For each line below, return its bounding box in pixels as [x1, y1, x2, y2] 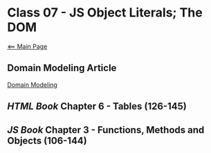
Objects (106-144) [7, 134, 88, 146]
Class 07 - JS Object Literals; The [7, 5, 203, 21]
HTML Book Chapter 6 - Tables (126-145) [7, 101, 187, 112]
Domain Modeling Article [7, 62, 117, 74]
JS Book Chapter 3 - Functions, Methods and [7, 124, 205, 136]
